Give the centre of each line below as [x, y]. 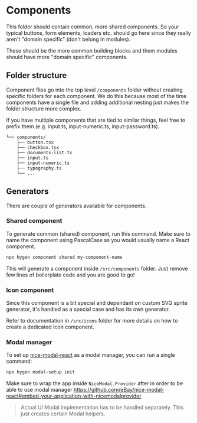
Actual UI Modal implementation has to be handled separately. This [102, 408]
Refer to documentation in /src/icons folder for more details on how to [92, 321]
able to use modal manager [39, 390]
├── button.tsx [35, 142]
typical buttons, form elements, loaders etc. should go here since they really [99, 32]
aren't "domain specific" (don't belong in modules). [68, 39]
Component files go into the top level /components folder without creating [94, 90]
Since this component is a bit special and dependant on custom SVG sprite [97, 303]
